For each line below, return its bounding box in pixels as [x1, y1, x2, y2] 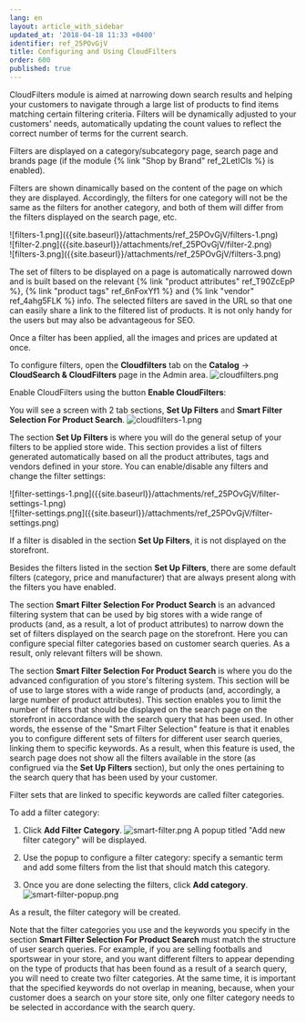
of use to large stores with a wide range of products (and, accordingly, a [9, 684, 280, 695]
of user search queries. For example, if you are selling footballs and [9, 944, 262, 955]
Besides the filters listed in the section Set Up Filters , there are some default [9, 562, 296, 573]
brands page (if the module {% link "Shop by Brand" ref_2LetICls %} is [9, 155, 275, 166]
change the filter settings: [9, 470, 107, 481]
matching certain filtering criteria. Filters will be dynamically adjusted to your [9, 108, 297, 119]
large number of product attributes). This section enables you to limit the [9, 694, 282, 705]
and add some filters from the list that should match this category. [22, 862, 270, 873]
